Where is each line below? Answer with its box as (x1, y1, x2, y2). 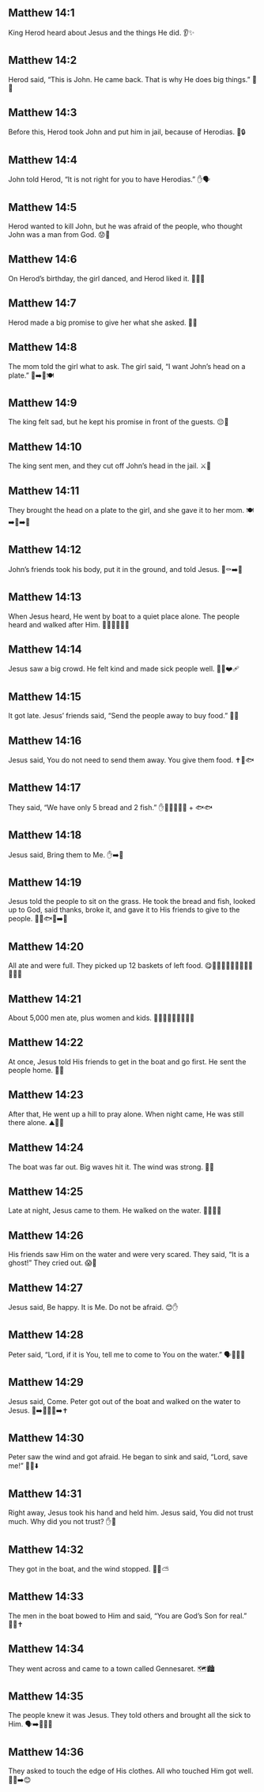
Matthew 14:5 (8, 201, 77, 214)
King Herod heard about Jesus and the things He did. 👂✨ (8, 28, 195, 37)
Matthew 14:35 (8, 1690, 84, 1704)
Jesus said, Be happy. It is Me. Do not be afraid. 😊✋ (8, 1302, 179, 1312)
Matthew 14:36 (8, 1745, 85, 1759)
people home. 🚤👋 (8, 1065, 65, 1075)
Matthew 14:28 (8, 1328, 85, 1342)
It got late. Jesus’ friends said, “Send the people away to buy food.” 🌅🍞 (8, 711, 239, 721)
